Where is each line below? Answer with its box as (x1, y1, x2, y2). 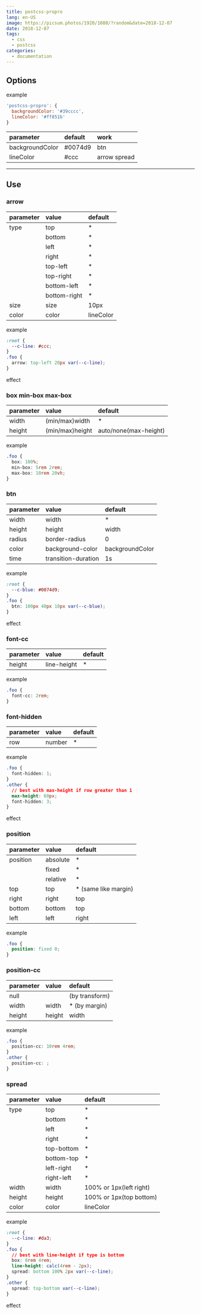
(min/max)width (45, 417, 91, 425)
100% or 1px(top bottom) (84, 1193, 157, 1201)
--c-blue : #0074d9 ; (11, 587, 60, 593)
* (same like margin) (75, 884, 133, 893)
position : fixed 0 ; (11, 946, 60, 952)
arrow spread (96, 153, 135, 161)
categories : (6, 48, 36, 54)
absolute (45, 855, 70, 864)
